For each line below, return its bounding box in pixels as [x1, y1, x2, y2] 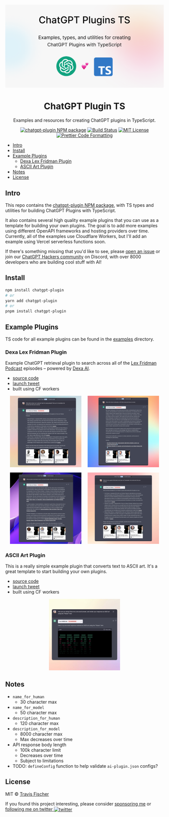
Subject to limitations [20, 758, 64, 764]
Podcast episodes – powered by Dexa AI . [5, 365, 91, 371]
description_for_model [12, 726, 60, 731]
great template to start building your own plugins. [5, 568, 107, 575]
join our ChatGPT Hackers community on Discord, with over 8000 [5, 254, 141, 260]
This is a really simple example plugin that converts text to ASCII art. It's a [5, 563, 157, 569]
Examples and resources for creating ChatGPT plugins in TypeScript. [13, 117, 156, 123]
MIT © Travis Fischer [5, 791, 49, 797]
